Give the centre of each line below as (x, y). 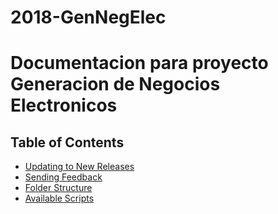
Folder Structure (58, 188)
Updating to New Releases (79, 167)
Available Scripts (59, 198)
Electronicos (64, 105)
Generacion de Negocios (115, 84)
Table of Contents (67, 142)
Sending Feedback (63, 177)
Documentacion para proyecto (139, 63)
